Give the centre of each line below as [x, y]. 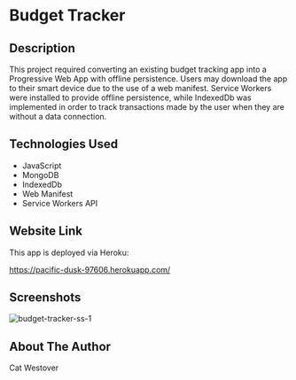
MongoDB [40, 174]
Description [42, 48]
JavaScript [42, 166]
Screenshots [45, 298]
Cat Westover [34, 368]
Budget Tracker [67, 16]
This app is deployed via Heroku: [69, 252]
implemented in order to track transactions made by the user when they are [147, 107]
